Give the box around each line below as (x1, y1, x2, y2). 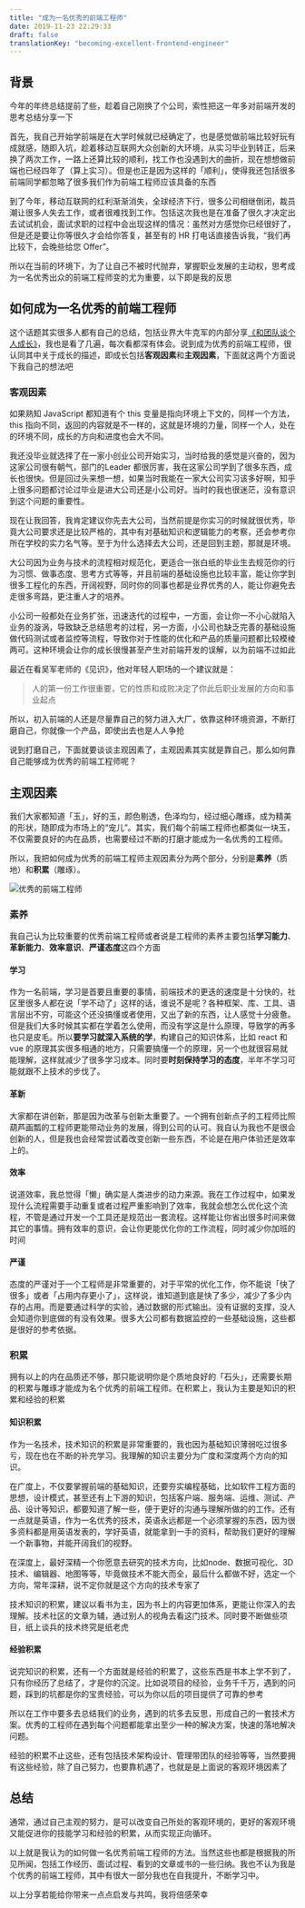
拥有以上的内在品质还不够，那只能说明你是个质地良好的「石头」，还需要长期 (9, 1371, 292, 1382)
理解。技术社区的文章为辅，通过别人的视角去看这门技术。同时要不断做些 (9, 1610, 280, 1621)
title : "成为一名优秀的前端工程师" (9, 13, 128, 23)
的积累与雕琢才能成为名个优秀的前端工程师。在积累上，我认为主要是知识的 (9, 1383, 288, 1394)
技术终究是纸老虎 (64, 1621, 129, 1632)
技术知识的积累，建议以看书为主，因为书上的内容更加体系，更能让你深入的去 (9, 1598, 296, 1609)
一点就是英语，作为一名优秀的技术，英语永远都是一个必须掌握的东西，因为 (9, 1515, 288, 1525)
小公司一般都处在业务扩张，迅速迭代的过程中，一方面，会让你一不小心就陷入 (9, 611, 296, 621)
